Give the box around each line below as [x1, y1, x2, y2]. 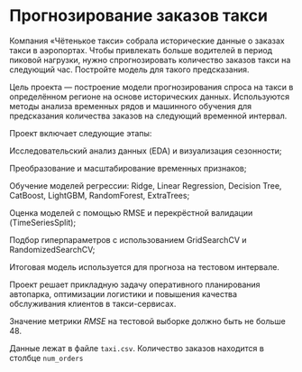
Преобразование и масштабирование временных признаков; [9, 163, 247, 173]
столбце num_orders [9, 352, 84, 363]
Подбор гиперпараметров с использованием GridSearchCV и [9, 234, 247, 245]
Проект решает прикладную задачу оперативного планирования [9, 279, 261, 290]
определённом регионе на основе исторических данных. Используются [9, 91, 290, 102]
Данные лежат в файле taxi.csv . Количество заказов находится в [9, 342, 264, 353]
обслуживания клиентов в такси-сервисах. [9, 298, 177, 309]
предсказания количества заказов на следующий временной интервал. [9, 110, 288, 121]
